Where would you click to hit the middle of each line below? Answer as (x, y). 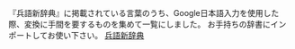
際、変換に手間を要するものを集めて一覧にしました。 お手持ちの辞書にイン (147, 24)
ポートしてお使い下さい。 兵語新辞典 (76, 35)
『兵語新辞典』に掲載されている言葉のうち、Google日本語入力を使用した (144, 13)
